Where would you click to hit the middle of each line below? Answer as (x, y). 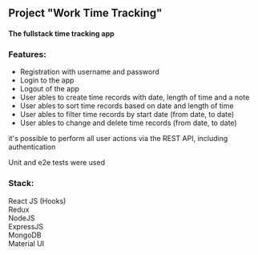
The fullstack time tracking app (61, 33)
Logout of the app (50, 89)
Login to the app (47, 80)
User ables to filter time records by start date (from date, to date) (127, 115)
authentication (32, 147)
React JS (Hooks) (37, 200)
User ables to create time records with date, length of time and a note (135, 97)
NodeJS (22, 218)
